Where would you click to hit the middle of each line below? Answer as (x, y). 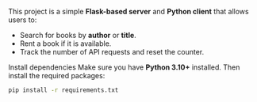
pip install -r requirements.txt (63, 90)
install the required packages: (57, 76)
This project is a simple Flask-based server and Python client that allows (128, 11)
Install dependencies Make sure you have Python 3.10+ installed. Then (124, 67)
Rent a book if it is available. (65, 43)
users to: (23, 20)
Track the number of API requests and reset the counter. (112, 52)
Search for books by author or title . (78, 35)
